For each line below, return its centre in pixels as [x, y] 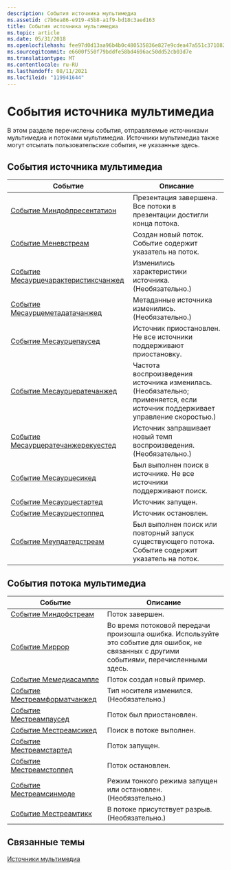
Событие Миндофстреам [53, 614]
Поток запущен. [133, 746]
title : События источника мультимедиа [63, 26]
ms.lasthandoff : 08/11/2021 [47, 71]
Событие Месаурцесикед [53, 478]
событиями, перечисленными [157, 660]
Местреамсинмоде [43, 794]
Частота [146, 365]
